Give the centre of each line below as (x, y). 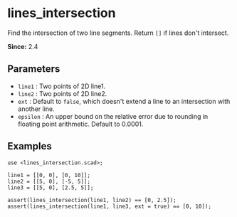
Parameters (34, 69)
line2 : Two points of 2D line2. (62, 93)
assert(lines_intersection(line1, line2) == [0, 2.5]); (92, 200)
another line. (36, 109)
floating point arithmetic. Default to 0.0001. (80, 124)
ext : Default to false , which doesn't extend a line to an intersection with (124, 101)
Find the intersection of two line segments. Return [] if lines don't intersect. (118, 33)
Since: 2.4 (23, 46)
